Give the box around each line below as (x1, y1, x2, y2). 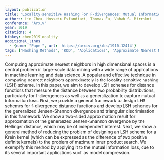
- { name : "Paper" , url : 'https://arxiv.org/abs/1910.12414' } (9, 43, 137, 48)
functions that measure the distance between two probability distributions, (5, 87, 155, 93)
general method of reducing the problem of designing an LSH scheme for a (5, 129, 156, 135)
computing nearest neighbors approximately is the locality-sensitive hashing (5, 77, 159, 83)
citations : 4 (5, 30, 32, 35)
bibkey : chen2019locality (5, 35, 58, 40)
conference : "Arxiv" (5, 20, 47, 26)
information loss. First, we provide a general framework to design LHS (5, 98, 146, 103)
